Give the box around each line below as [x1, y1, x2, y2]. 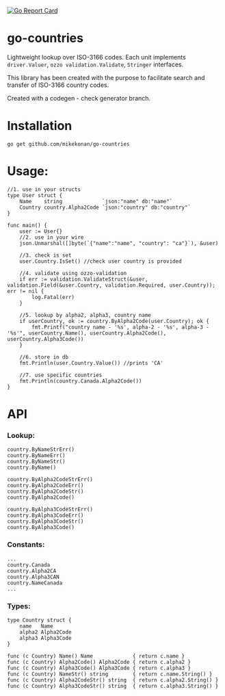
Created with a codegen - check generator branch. [7, 94, 151, 102]
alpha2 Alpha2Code [19, 628, 72, 636]
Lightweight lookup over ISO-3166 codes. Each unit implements [7, 53, 186, 61]
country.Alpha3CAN [7, 573, 59, 580]
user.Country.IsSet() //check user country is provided [19, 257, 183, 265]
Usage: [7, 164, 49, 179]
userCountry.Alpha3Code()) [7, 335, 84, 342]
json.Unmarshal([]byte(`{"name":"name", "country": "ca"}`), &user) [19, 240, 219, 246]
